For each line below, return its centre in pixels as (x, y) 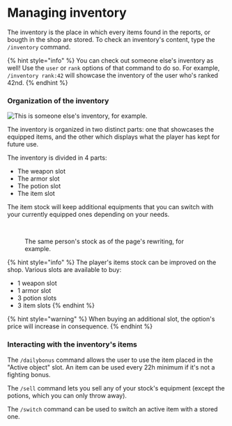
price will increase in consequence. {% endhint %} (80, 326)
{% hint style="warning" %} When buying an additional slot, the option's (111, 319)
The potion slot (39, 186)
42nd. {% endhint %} (38, 82)
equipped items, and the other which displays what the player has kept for (114, 137)
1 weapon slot (37, 283)
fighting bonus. (29, 374)
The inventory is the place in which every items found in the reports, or (109, 32)
